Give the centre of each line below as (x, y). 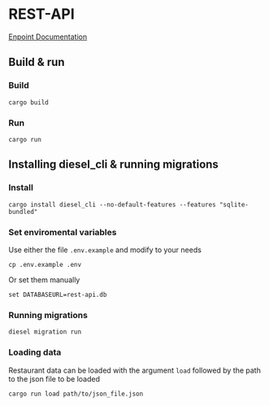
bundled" (23, 212)
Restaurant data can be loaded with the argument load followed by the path (135, 370)
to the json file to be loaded (54, 378)
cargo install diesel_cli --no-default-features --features (113, 204)
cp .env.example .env (45, 264)
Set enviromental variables (63, 232)
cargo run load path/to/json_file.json (76, 394)
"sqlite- (234, 204)
